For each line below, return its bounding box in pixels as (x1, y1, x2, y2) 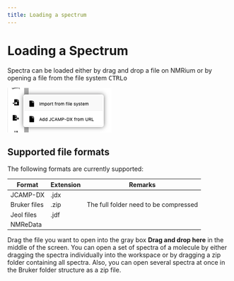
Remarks (129, 180, 156, 189)
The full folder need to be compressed (86, 201, 199, 209)
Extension (50, 180, 81, 189)
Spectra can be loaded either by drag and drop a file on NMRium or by (7, 66, 212, 74)
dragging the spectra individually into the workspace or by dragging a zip (7, 251, 221, 259)
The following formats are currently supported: (7, 165, 144, 173)
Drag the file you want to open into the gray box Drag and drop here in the (7, 236, 224, 244)
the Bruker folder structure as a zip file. (7, 265, 122, 275)
